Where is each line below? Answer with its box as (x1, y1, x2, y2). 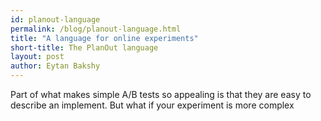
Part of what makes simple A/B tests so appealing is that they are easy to (10, 89, 312, 100)
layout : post (10, 52, 65, 62)
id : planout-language (10, 14, 101, 25)
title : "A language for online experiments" (10, 33, 199, 43)
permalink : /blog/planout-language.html (10, 24, 182, 34)
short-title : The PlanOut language (10, 42, 159, 53)
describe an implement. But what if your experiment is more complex (10, 99, 295, 111)
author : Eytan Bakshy (10, 61, 101, 71)
